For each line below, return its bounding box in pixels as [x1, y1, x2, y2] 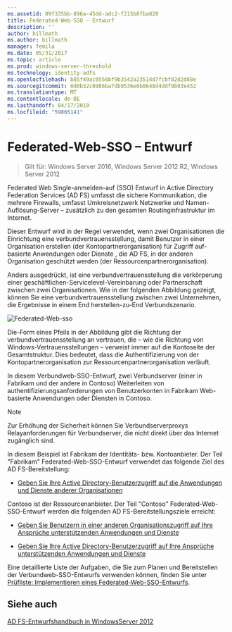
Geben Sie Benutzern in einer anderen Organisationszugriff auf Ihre [17, 521, 213, 529]
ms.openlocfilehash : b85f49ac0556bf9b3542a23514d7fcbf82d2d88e [7, 75, 197, 83]
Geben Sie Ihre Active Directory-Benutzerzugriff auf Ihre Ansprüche [17, 542, 214, 550]
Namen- [185, 198, 210, 206]
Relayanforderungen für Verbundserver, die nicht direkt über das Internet [7, 428, 219, 437]
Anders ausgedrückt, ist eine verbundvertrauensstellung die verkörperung [7, 271, 223, 279]
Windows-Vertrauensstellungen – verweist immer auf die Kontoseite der [7, 342, 216, 351]
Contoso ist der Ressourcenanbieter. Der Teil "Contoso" [7, 500, 169, 508]
